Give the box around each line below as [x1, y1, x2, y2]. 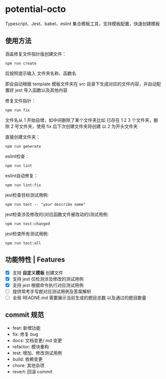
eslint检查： [5, 153, 30, 159]
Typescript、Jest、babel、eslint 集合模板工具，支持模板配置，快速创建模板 [5, 20, 161, 26]
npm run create [5, 61, 37, 66]
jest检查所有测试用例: [5, 231, 49, 237]
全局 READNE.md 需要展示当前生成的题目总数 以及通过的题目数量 [12, 295, 147, 301]
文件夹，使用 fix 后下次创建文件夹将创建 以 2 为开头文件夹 [19, 123, 138, 129]
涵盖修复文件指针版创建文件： [5, 51, 66, 57]
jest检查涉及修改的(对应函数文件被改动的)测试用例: [5, 211, 109, 217]
